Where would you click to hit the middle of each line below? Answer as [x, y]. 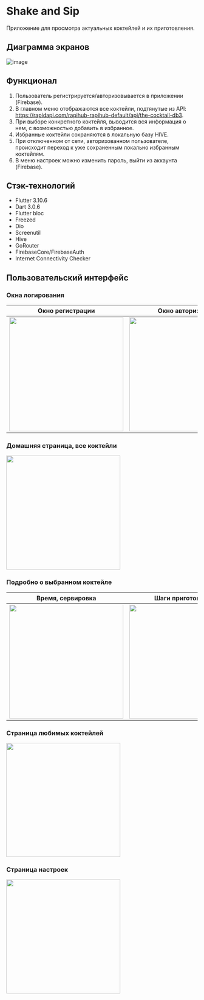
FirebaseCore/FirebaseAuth [49, 252]
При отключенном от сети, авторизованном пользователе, [92, 141]
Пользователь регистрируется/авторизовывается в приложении [99, 95]
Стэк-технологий [41, 186]
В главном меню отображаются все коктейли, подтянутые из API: [100, 108]
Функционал [32, 81]
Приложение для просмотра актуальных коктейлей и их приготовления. [100, 28]
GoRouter [27, 246]
